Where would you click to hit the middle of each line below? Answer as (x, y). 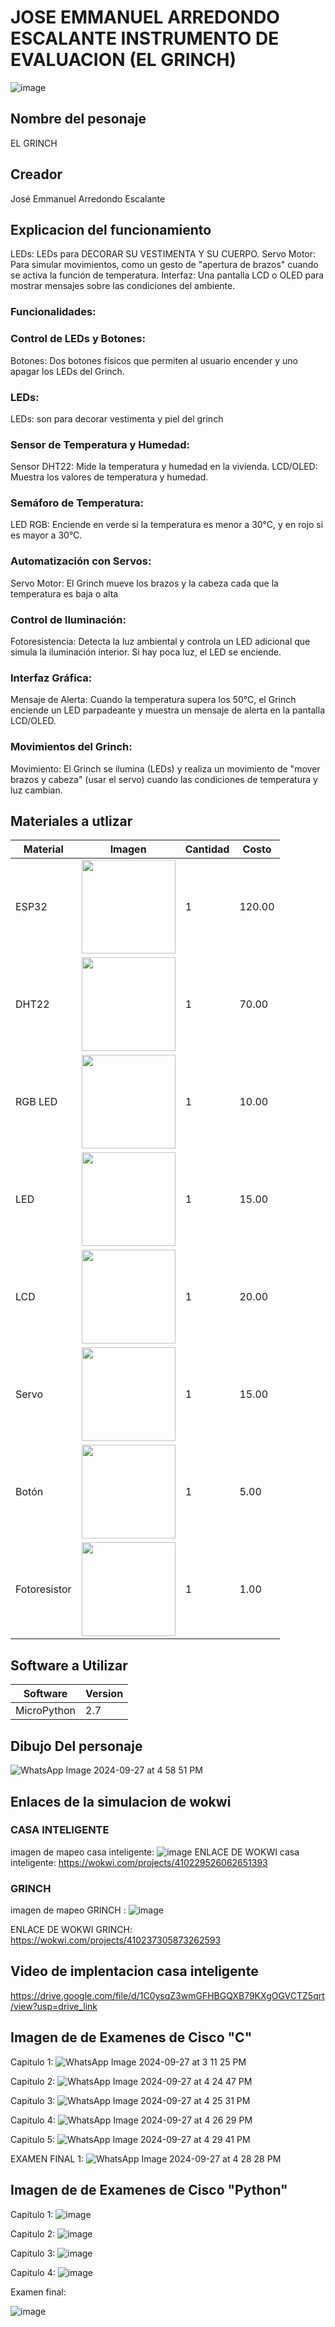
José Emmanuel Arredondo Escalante (88, 198)
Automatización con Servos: (81, 561)
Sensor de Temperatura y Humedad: (100, 444)
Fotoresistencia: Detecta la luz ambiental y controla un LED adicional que (160, 642)
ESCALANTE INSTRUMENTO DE (145, 38)
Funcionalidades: (53, 312)
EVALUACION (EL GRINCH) (123, 60)
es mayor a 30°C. (46, 535)
